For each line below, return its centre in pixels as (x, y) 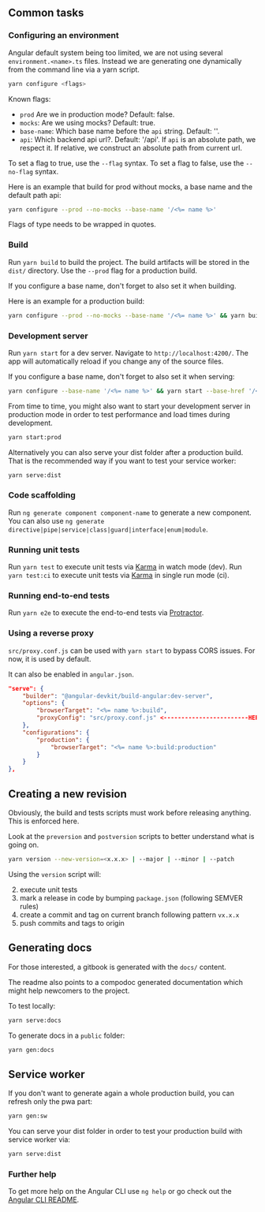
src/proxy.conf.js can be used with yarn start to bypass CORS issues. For (132, 651)
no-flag (21, 172)
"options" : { (44, 703)
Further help (32, 1174)
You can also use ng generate (56, 520)
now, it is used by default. (50, 658)
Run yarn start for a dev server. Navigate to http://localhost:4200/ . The (128, 352)
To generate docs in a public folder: (67, 1035)
